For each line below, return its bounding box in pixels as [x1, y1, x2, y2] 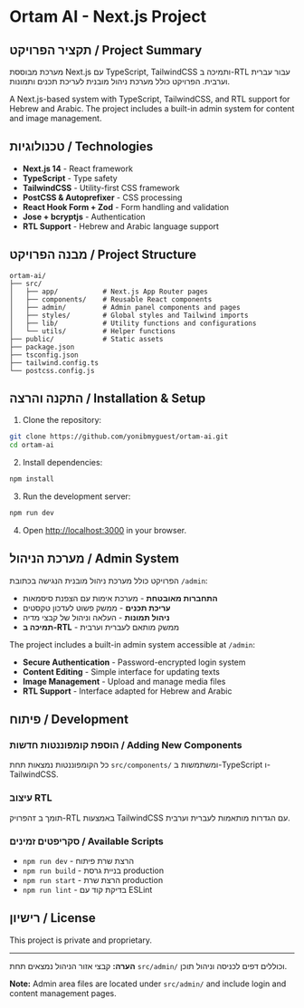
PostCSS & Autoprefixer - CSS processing [22, 192, 183, 203]
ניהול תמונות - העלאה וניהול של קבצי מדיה [22, 611, 170, 622]
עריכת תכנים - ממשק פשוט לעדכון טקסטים [22, 602, 171, 613]
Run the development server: [22, 491, 131, 502]
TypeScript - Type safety [22, 172, 118, 183]
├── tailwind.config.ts [9, 358, 100, 368]
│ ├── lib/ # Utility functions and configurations [9, 319, 257, 328]
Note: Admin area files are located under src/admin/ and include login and [9, 978, 287, 989]
